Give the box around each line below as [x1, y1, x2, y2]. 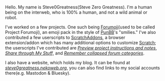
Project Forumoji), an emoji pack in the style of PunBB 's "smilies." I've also [5, 29, 156, 35]
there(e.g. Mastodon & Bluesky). [5, 70, 70, 76]
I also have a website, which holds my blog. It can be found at [5, 60, 131, 65]
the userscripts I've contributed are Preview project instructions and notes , [5, 45, 157, 51]
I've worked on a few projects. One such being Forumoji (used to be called [5, 24, 155, 30]
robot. [5, 15, 18, 20]
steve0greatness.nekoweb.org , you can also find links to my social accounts [5, 65, 160, 71]
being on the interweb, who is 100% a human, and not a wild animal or [5, 9, 148, 15]
